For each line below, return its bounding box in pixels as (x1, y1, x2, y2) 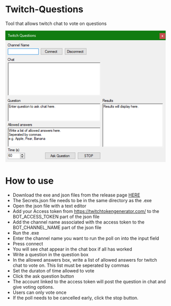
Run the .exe (12, 230, 39, 236)
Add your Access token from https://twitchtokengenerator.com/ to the (12, 208, 159, 214)
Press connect (12, 240, 43, 246)
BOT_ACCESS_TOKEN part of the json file (12, 213, 100, 219)
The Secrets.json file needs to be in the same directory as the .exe (12, 197, 152, 203)
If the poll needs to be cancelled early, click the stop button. (12, 294, 139, 301)
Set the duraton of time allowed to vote (12, 267, 95, 273)
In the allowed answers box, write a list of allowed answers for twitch (12, 257, 157, 263)
